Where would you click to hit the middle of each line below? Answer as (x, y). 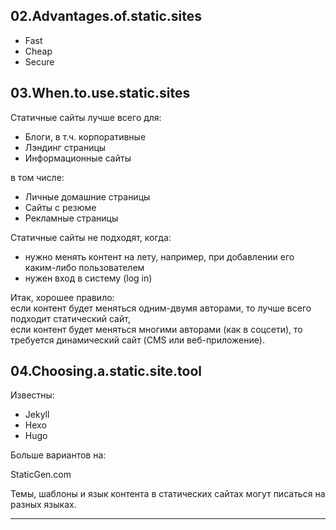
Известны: (32, 395)
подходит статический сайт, (70, 318)
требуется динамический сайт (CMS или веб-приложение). (137, 340)
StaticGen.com (41, 475)
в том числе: (37, 177)
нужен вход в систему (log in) (88, 278)
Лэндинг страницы (65, 147)
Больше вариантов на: (58, 455)
